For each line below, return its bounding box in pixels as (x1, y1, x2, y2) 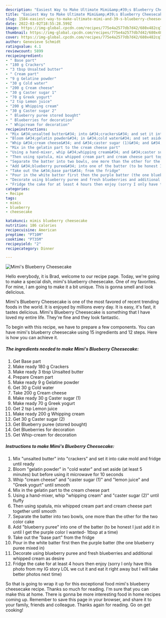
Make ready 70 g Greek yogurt (12, 400, 75, 406)
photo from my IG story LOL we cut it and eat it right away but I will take (12, 566, 159, 572)
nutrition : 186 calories (5, 223, 57, 228)
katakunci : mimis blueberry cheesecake (5, 219, 88, 223)
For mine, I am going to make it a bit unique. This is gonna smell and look (5, 284, 153, 290)
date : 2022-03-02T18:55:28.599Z (5, 21, 72, 26)
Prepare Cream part (12, 374, 53, 380)
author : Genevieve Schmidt (5, 40, 61, 44)
